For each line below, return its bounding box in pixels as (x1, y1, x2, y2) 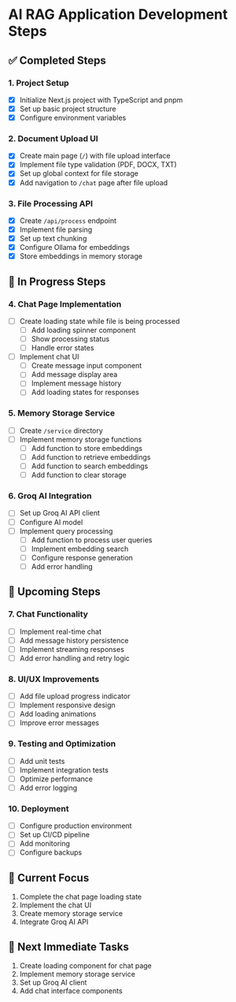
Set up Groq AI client (19, 978, 87, 987)
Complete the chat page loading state (19, 892, 142, 902)
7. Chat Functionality (8, 609, 89, 620)
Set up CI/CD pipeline (19, 830, 90, 840)
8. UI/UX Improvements (8, 673, 100, 684)
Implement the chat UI (19, 900, 92, 910)
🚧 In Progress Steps (8, 274, 106, 289)
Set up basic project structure (19, 104, 116, 114)
